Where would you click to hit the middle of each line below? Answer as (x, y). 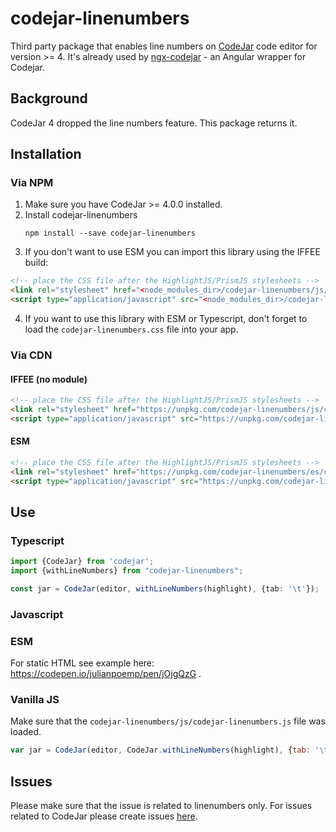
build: (36, 263)
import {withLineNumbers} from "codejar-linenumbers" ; (127, 571)
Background (49, 98)
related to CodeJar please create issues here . (104, 816)
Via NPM (32, 183)
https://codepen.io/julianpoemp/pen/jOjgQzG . (106, 674)
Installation (46, 154)
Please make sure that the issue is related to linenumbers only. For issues (161, 806)
